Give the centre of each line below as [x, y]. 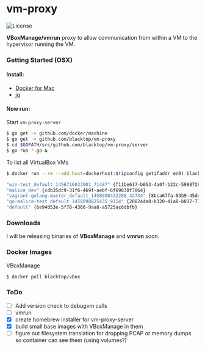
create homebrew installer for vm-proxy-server [74, 319]
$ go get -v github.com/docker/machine [57, 133]
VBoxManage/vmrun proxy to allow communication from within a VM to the [102, 37]
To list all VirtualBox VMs [38, 162]
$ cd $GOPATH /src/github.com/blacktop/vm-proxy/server [77, 145]
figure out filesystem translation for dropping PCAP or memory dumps [103, 333]
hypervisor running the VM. [41, 44]
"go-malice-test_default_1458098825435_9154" [65, 202]
